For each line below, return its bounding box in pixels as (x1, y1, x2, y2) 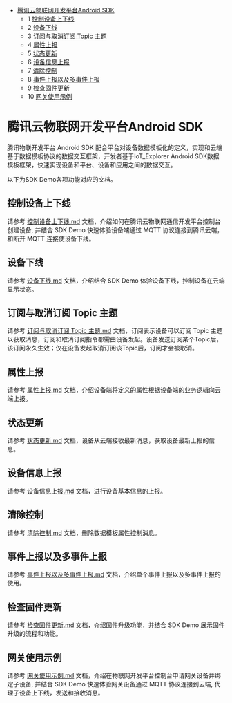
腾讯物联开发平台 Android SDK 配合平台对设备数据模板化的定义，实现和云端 (7, 143, 223, 151)
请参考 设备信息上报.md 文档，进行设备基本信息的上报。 (7, 487, 167, 495)
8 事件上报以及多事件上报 (27, 75, 100, 83)
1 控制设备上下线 (27, 15, 75, 23)
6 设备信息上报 (27, 58, 70, 66)
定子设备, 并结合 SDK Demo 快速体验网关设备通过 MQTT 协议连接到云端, (7, 680, 213, 688)
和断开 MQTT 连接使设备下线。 (7, 234, 95, 243)
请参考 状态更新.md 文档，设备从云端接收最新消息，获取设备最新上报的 (7, 436, 209, 444)
